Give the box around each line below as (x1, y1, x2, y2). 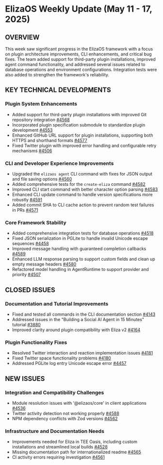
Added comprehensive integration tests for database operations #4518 (12, 230, 154, 236)
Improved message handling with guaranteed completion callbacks (12, 246, 147, 251)
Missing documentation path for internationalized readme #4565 (12, 449, 142, 455)
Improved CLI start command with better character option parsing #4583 (12, 186, 158, 192)
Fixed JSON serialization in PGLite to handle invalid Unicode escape (12, 235, 148, 241)
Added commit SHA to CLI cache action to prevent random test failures (12, 202, 154, 208)
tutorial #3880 (12, 322, 41, 327)
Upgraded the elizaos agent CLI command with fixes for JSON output (12, 171, 153, 177)
